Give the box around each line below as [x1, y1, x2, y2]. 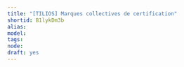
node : [7, 43, 23, 50]
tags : [7, 36, 23, 43]
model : [7, 29, 27, 37]
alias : [7, 23, 27, 30]
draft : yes [7, 50, 39, 57]
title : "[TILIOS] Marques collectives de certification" [7, 10, 178, 17]
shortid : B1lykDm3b [7, 17, 65, 24]
